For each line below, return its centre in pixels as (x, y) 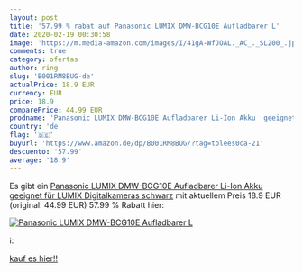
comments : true (38, 51)
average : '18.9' (40, 160)
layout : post (34, 18)
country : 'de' (36, 127)
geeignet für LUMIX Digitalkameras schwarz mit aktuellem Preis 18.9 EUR (145, 195)
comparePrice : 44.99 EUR (56, 110)
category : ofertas (44, 59)
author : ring (34, 68)
